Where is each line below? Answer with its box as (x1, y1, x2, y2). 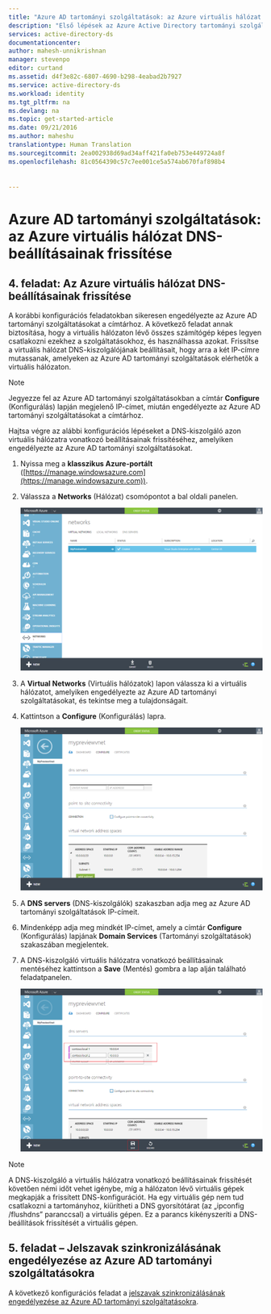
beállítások (8, 1218, 44, 1228)
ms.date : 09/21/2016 (8, 123, 78, 132)
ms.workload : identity (8, 90, 85, 98)
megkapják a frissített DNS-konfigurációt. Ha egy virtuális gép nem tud (8, 1192, 244, 1202)
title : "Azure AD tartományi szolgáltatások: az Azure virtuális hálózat (8, 13, 262, 21)
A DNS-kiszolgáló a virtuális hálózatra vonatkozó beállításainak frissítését (8, 1175, 252, 1185)
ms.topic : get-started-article (8, 115, 114, 123)
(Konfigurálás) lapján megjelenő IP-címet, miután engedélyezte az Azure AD (8, 402, 261, 411)
